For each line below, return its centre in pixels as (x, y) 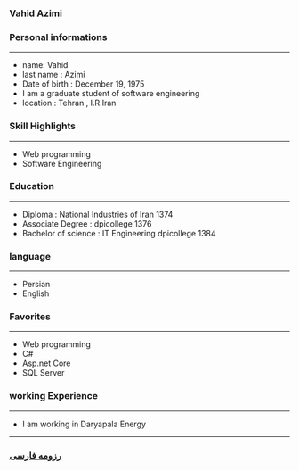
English (36, 293)
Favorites (30, 317)
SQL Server (43, 373)
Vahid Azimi (36, 13)
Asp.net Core (46, 363)
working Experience (53, 396)
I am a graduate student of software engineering (111, 94)
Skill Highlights (42, 126)
